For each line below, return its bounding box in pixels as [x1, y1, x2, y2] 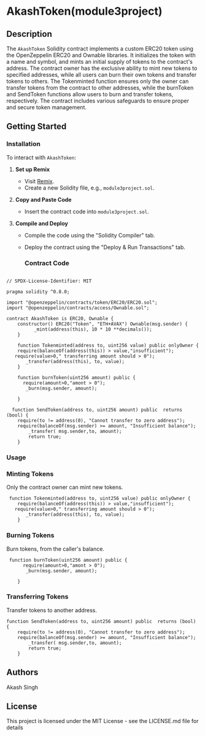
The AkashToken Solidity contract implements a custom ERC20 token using [6, 45, 193, 52]
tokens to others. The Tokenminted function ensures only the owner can [6, 78, 189, 85]
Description [6, 29, 52, 39]
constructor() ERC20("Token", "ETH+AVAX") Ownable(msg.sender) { [17, 321, 188, 327]
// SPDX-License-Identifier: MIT [6, 278, 92, 284]
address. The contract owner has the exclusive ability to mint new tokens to [6, 64, 198, 72]
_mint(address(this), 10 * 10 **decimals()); [33, 326, 152, 332]
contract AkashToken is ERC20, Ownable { [6, 315, 114, 321]
